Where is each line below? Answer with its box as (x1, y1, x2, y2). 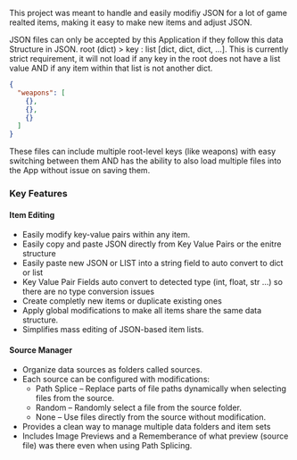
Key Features (9, 188, 69, 200)
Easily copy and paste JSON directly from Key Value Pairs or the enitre (21, 238, 282, 249)
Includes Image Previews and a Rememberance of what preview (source (21, 431, 289, 441)
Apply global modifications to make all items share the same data (21, 305, 262, 316)
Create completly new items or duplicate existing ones (21, 296, 223, 306)
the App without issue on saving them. (9, 165, 151, 176)
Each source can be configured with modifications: (21, 374, 210, 385)
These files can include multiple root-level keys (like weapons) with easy (9, 146, 276, 157)
